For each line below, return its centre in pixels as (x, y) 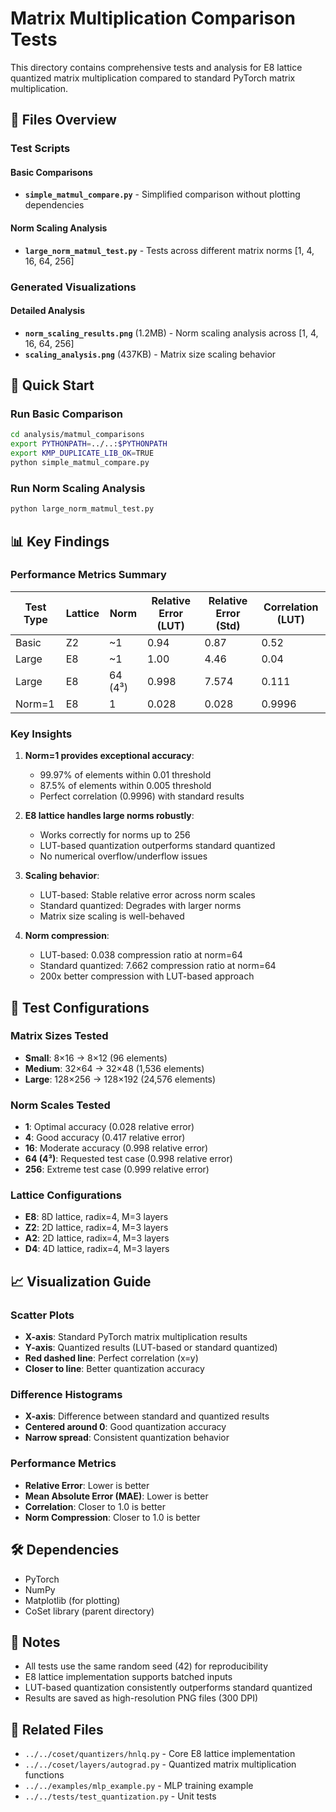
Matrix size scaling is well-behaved (112, 916)
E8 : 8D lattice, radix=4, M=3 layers (96, 1217)
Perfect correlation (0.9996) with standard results (142, 796)
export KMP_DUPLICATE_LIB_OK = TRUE (82, 453)
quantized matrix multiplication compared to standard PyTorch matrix (153, 78)
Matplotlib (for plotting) (72, 1600)
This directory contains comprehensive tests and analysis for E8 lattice (156, 67)
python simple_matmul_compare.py (80, 463)
